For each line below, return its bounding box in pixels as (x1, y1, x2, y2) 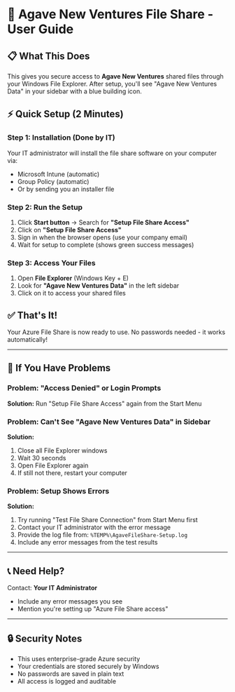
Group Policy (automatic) (17, 177, 90, 185)
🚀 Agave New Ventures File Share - (7, 6, 214, 22)
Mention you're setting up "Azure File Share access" (17, 605, 169, 613)
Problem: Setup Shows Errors (7, 486, 110, 495)
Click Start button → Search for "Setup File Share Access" (17, 218, 190, 227)
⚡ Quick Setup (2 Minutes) (7, 108, 124, 120)
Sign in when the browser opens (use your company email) (17, 233, 187, 241)
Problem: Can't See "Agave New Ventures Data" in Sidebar (7, 417, 211, 427)
